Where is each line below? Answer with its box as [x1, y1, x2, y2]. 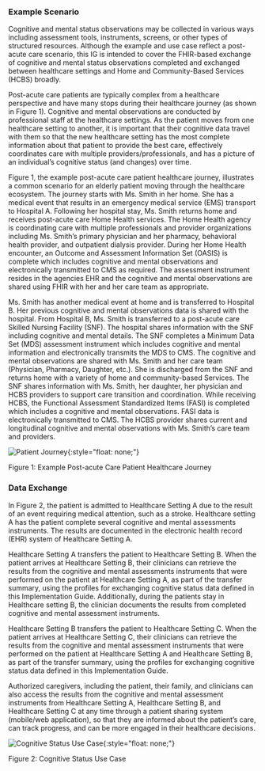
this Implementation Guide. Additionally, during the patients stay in [8, 591, 225, 601]
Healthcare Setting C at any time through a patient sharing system [8, 706, 224, 716]
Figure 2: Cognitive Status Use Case [8, 754, 127, 763]
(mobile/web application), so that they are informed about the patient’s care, [8, 715, 256, 724]
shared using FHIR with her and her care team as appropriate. [8, 282, 210, 291]
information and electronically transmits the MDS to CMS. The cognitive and [8, 348, 256, 358]
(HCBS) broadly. [8, 74, 62, 85]
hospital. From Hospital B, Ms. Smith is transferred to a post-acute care [8, 314, 240, 324]
